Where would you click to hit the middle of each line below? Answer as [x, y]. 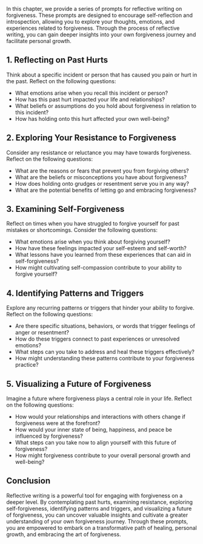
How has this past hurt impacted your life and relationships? [90, 99]
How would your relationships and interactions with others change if [100, 417]
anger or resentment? [42, 333]
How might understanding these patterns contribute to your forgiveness [105, 358]
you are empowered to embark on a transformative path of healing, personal [101, 528]
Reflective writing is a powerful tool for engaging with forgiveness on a [95, 495]
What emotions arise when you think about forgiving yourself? [93, 242]
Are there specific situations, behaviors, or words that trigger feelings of [105, 326]
